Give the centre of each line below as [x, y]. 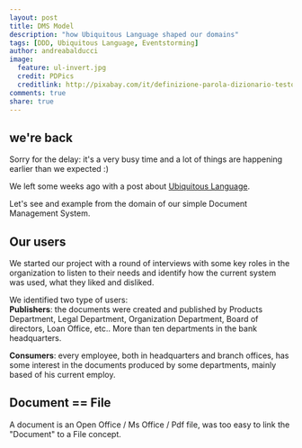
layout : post [34, 18]
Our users [38, 242]
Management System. [50, 213]
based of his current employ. [62, 375]
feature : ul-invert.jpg [62, 68]
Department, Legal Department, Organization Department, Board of [134, 319]
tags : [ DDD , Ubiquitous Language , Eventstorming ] [104, 43]
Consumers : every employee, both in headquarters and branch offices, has [149, 355]
